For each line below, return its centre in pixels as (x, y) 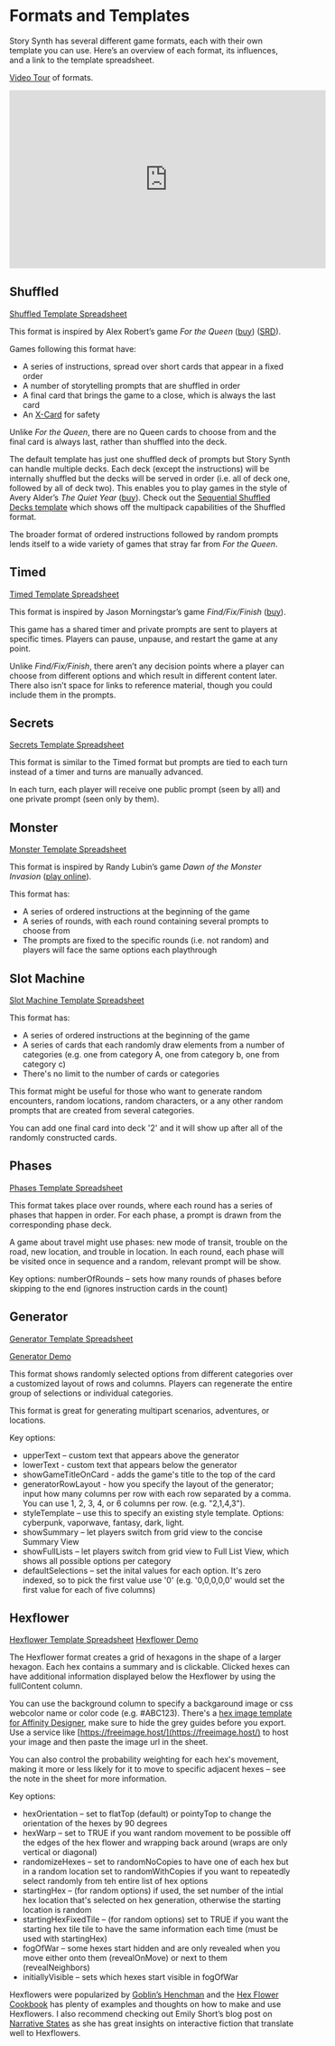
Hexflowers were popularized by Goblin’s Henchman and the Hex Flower (144, 1994)
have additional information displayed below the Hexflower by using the (143, 1677)
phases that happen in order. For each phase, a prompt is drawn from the (145, 1215)
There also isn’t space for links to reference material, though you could (141, 685)
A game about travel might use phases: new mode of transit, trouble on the (149, 1242)
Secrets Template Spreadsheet (67, 745)
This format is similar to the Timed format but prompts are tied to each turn (149, 763)
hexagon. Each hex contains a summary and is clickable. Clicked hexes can (150, 1667)
